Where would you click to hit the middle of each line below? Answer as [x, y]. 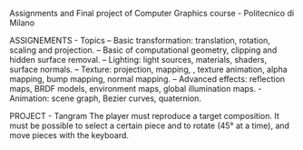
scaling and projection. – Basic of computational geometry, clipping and [143, 50]
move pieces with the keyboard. [69, 135]
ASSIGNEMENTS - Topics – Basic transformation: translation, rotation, [140, 40]
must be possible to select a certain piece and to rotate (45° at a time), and [150, 125]
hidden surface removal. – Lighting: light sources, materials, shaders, [138, 60]
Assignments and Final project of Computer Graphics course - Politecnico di [152, 13]
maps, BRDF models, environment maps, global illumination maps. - [136, 89]
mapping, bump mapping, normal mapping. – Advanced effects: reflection [147, 79]
